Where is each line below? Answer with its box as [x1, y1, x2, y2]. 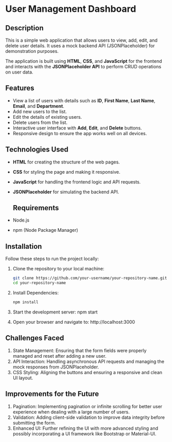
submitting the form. [12, 419, 56, 426]
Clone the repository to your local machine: [12, 266, 104, 272]
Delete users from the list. [12, 119, 68, 125]
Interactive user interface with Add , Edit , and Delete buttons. [12, 124, 142, 131]
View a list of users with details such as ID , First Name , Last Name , [12, 97, 156, 103]
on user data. [5, 69, 33, 75]
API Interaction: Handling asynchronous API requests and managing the [12, 358, 164, 364]
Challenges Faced [5, 334, 64, 342]
